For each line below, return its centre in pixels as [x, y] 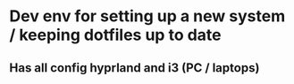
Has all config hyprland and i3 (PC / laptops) [134, 68]
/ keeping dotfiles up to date [115, 35]
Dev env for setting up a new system [147, 16]
